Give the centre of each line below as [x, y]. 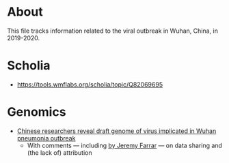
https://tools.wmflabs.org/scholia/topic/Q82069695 [90, 84]
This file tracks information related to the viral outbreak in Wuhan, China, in [113, 31]
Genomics [37, 112]
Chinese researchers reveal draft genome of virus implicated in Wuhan [117, 131]
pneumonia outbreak [46, 138]
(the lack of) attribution [59, 152]
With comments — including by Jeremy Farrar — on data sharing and [124, 145]
